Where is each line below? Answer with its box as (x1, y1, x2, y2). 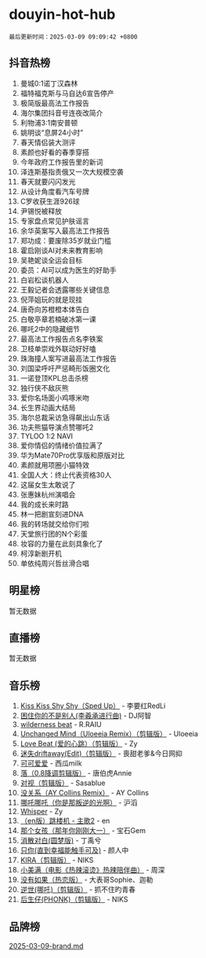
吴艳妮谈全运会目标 (20, 255, 83, 265)
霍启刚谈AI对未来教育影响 (20, 245, 103, 255)
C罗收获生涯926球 (20, 196, 80, 206)
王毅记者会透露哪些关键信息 (20, 284, 110, 294)
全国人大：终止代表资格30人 (20, 470, 112, 479)
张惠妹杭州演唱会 (20, 490, 76, 499)
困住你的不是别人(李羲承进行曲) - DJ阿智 (20, 711, 152, 721)
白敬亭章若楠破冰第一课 (20, 314, 96, 324)
